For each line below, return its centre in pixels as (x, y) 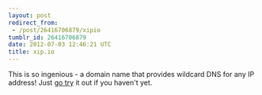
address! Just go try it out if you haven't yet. (80, 82)
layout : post (30, 15)
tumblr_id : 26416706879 (47, 37)
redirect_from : (33, 23)
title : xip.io (32, 52)
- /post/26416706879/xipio (56, 30)
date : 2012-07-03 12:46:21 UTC (60, 45)
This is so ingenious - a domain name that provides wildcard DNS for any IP (131, 74)
